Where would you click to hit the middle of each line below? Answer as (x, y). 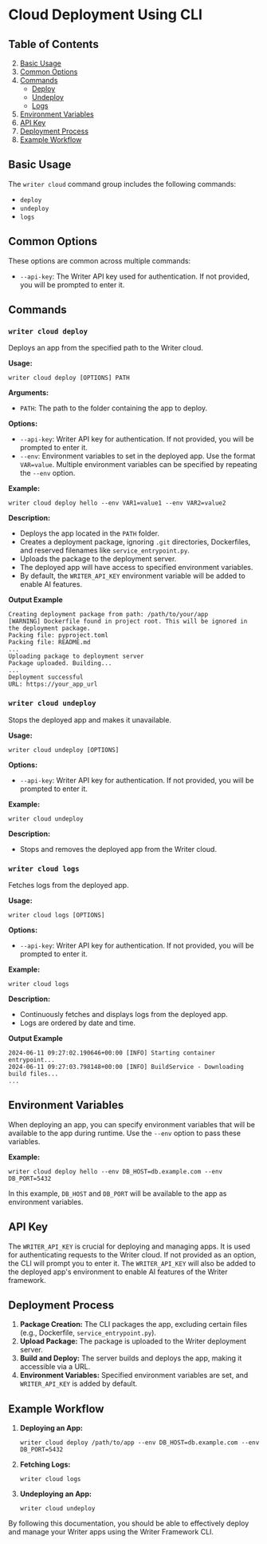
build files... (33, 1074)
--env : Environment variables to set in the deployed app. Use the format (137, 456)
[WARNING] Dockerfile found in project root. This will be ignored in (128, 622)
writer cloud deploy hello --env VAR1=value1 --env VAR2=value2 (117, 503)
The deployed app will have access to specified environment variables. (136, 568)
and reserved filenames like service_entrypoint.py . (104, 550)
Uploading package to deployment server (77, 656)
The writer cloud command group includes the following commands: (122, 184)
